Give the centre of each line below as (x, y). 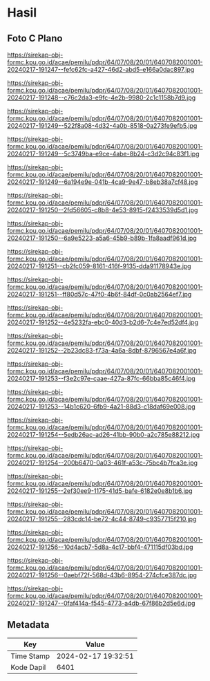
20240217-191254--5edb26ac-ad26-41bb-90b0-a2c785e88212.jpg (104, 435)
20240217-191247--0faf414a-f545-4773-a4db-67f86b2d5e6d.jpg (101, 603)
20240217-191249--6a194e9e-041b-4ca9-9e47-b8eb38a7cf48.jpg (103, 182)
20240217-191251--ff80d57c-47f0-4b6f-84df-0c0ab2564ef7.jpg (99, 294)
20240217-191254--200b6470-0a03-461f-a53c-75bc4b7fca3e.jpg (103, 463)
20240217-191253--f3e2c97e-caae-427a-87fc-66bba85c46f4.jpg (101, 379)
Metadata (28, 625)
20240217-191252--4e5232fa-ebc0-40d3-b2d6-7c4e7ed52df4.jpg (103, 322)
